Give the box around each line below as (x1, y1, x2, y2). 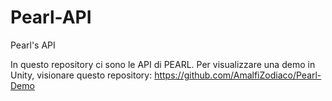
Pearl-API (10, 6, 92, 29)
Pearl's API (10, 39, 56, 51)
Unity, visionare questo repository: (10, 69, 153, 81)
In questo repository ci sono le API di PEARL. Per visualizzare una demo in (10, 58, 316, 70)
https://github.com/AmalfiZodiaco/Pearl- (154, 69, 322, 81)
